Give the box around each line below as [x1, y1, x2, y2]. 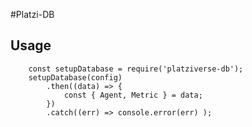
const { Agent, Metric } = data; [63, 90, 203, 100]
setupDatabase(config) [28, 72, 123, 83]
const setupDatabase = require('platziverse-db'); [28, 64, 244, 74]
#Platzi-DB [10, 9, 55, 20]
